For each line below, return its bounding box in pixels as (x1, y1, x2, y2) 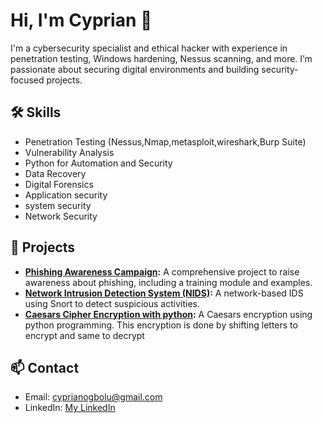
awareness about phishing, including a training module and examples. (24, 276, 313, 288)
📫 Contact (10, 359, 80, 376)
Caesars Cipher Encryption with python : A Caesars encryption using (24, 308, 313, 320)
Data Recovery (24, 167, 87, 179)
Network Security (24, 210, 98, 222)
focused (10, 74, 45, 86)
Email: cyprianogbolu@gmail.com (24, 391, 163, 403)
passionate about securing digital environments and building (10, 63, 260, 75)
